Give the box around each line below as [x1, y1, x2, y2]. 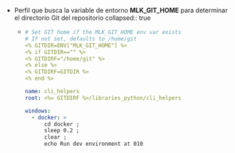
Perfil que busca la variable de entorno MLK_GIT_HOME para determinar [14, 6, 228, 14]
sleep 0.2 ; [43, 127, 80, 134]
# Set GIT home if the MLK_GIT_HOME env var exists [24, 28, 182, 36]
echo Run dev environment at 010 [43, 140, 144, 148]
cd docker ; [43, 120, 80, 127]
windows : [24, 107, 51, 115]
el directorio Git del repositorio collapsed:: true [14, 14, 151, 22]
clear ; [43, 134, 67, 141]
